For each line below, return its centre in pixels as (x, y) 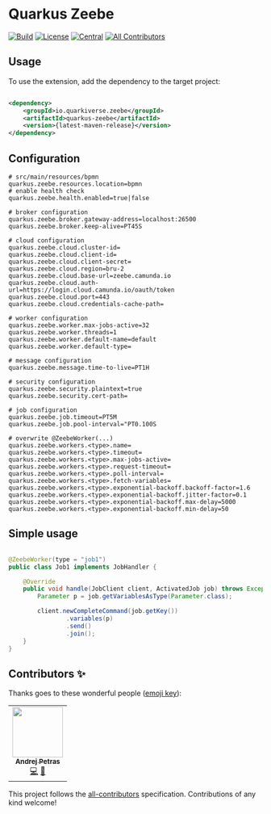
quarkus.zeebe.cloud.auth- (54, 283)
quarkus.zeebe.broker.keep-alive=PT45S (75, 226)
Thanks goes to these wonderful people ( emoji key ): (95, 693)
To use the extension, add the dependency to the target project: (114, 81)
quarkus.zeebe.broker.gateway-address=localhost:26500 (102, 219)
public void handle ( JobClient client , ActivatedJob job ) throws (133, 589)
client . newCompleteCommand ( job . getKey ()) (108, 611)
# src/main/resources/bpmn (54, 177)
